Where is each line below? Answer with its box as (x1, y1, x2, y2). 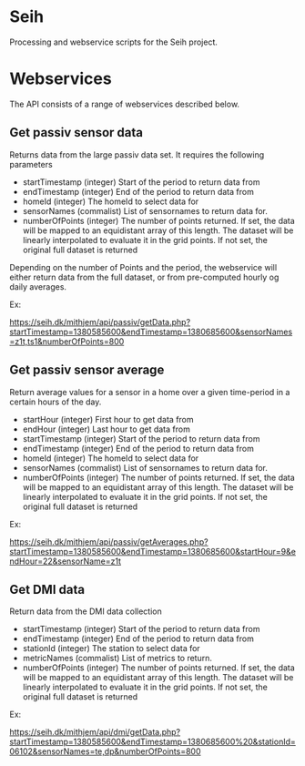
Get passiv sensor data (9, 125, 144, 140)
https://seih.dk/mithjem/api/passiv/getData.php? (9, 316, 191, 327)
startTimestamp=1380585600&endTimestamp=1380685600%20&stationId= (9, 736, 296, 748)
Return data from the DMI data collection (9, 606, 162, 617)
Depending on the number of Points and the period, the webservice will (9, 261, 278, 272)
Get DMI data (9, 581, 85, 597)
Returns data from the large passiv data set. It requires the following (9, 148, 265, 160)
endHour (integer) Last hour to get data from (22, 424, 191, 434)
